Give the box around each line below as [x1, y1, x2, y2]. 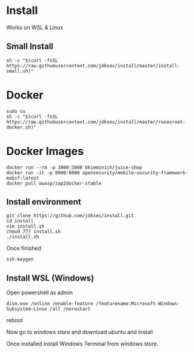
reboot [6, 317, 23, 324]
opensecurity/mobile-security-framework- [82, 169, 189, 176]
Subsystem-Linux [6, 306, 47, 313]
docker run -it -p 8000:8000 [6, 169, 80, 176]
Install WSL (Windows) [6, 272, 95, 283]
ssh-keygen [6, 256, 34, 263]
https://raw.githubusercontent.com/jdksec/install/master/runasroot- [6, 119, 186, 125]
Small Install [6, 41, 53, 52]
